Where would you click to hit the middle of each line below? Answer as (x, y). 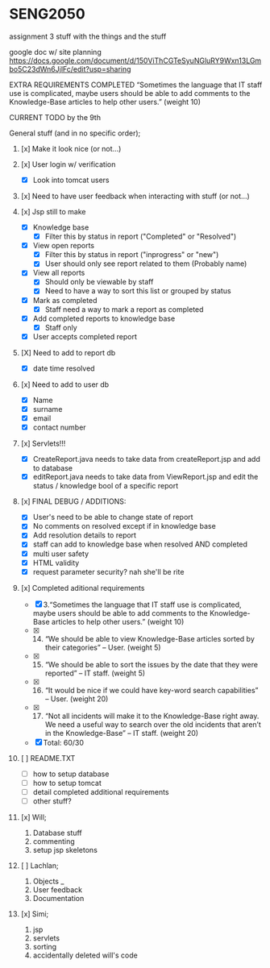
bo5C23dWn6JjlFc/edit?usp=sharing (70, 69)
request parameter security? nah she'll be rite (108, 571)
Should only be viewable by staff (99, 282)
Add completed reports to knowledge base (104, 318)
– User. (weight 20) (77, 699)
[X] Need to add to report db (68, 352)
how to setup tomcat (67, 783)
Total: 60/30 (63, 742)
